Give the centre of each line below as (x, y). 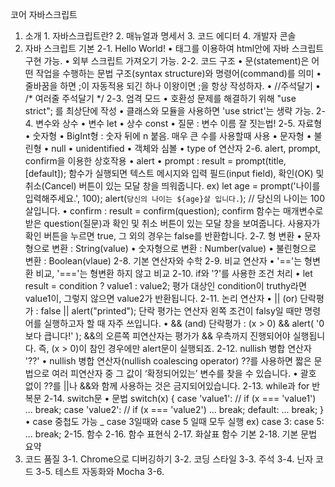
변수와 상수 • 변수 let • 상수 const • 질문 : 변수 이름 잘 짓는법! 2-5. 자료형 (179, 123)
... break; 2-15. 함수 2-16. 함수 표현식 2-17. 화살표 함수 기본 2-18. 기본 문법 (171, 434)
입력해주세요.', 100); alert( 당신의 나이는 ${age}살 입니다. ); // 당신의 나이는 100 (174, 198)
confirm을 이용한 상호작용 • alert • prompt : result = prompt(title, (155, 161)
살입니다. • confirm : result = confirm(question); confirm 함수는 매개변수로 (174, 211)
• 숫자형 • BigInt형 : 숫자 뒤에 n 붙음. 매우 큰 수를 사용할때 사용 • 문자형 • (168, 136)
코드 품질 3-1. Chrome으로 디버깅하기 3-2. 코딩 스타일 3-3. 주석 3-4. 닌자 (169, 459)
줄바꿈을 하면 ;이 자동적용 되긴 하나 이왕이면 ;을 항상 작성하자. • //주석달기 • (172, 86)
